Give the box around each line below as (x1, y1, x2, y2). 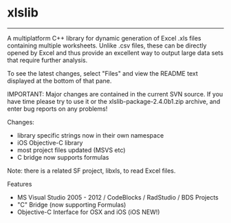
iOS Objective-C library (16, 138, 83, 147)
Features (7, 180, 32, 188)
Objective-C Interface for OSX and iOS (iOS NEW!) (16, 208, 160, 216)
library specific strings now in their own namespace (16, 131, 164, 139)
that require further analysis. (7, 56, 88, 64)
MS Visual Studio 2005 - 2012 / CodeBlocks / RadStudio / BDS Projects (16, 193, 219, 201)
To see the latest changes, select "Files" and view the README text (7, 69, 198, 77)
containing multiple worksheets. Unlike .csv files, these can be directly (7, 41, 207, 50)
